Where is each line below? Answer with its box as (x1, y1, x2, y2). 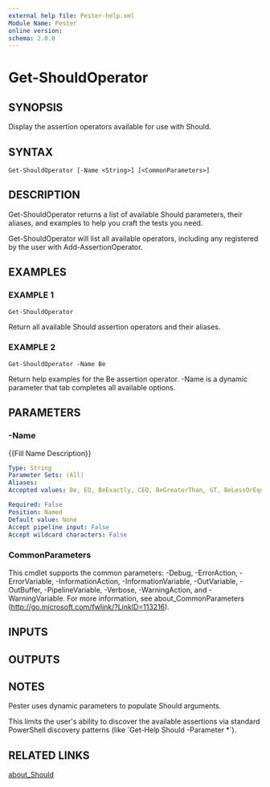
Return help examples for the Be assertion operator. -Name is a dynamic (8, 374, 247, 384)
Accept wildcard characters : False (8, 531, 128, 539)
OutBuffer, (8, 585, 43, 594)
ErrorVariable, (8, 576, 55, 586)
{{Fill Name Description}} (8, 448, 92, 458)
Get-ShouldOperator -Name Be (8, 360, 106, 368)
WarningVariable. (8, 593, 66, 603)
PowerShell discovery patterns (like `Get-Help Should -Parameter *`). (8, 725, 237, 735)
